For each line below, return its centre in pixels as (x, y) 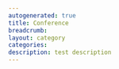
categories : (28, 45)
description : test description (60, 52)
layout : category (37, 38)
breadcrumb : (28, 30)
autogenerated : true (42, 15)
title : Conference (38, 23)
